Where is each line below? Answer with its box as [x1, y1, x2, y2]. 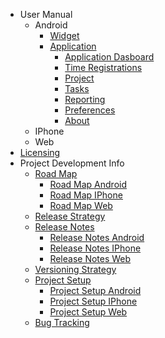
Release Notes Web [49, 253, 132, 264]
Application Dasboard [64, 51, 155, 63]
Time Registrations [64, 62, 143, 73]
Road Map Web [49, 200, 113, 211]
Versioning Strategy [34, 264, 117, 275]
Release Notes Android [49, 232, 145, 243]
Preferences [64, 104, 116, 116]
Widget [49, 30, 80, 41]
